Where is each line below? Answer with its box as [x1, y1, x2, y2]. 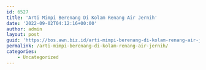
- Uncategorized [17, 54, 59, 60]
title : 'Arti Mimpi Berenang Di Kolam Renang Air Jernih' [6, 15, 158, 21]
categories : [6, 49, 37, 55]
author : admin [6, 26, 43, 32]
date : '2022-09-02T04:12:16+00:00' [6, 20, 97, 26]
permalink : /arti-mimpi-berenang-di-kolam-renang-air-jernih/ [6, 43, 169, 49]
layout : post [6, 32, 40, 38]
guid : [6, 37, 20, 43]
